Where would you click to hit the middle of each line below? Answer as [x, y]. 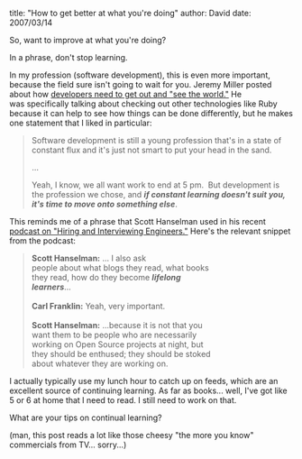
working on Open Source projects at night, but [118, 344]
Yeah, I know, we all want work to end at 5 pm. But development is [156, 185]
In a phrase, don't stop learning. [69, 57]
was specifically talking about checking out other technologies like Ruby [143, 104]
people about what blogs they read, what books [120, 268]
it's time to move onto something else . [104, 204]
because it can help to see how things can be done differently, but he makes [151, 113]
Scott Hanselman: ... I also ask [89, 258]
